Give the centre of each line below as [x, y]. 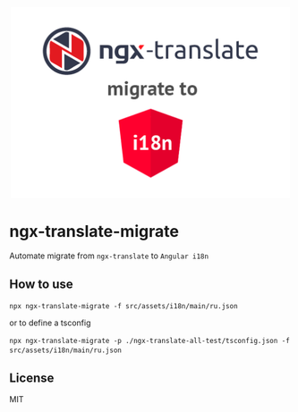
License [32, 378]
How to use [41, 284]
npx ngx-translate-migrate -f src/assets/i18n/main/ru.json [124, 307]
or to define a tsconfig [50, 323]
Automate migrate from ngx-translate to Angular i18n [109, 256]
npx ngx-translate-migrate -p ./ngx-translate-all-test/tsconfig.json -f [150, 341]
